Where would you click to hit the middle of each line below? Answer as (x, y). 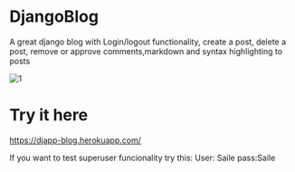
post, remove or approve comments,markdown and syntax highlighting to (146, 51)
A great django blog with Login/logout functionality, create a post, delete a (148, 42)
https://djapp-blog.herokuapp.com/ (76, 140)
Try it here (49, 115)
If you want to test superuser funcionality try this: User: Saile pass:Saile (143, 158)
